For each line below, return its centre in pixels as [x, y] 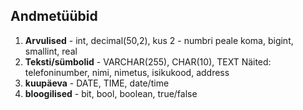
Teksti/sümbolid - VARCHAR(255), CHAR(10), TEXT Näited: [148, 61]
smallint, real [51, 51]
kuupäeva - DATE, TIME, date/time [97, 83]
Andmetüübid [54, 16]
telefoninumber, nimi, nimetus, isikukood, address [127, 72]
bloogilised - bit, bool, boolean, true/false [111, 93]
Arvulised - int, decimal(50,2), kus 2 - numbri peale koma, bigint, [159, 40]
